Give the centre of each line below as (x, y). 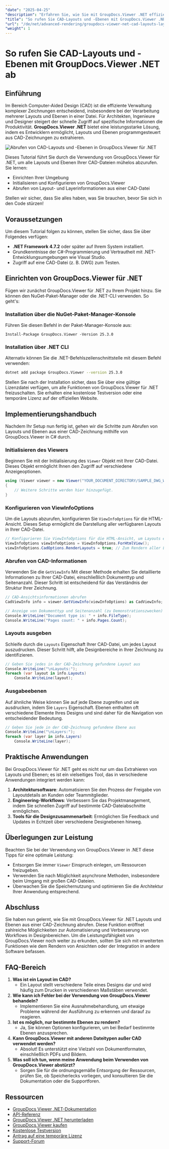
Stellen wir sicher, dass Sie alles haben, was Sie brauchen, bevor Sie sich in (83, 198)
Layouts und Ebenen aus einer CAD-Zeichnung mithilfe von (67, 432)
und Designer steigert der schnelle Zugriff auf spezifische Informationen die (84, 122)
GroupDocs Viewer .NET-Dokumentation (54, 1109)
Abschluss (22, 908)
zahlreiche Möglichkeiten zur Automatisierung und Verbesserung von (77, 930)
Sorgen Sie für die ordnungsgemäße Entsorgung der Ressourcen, (88, 1070)
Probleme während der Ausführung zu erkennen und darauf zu (85, 1012)
